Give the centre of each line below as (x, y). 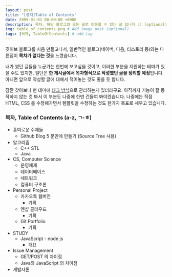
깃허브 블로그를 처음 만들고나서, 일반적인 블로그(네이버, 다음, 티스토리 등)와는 (82, 49)
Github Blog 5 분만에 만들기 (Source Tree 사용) (68, 136)
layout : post (19, 10)
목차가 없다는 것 (34, 55)
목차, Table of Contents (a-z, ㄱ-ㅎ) (49, 117)
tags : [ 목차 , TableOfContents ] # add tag (49, 34)
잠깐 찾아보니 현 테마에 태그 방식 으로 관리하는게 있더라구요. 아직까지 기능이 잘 (82, 90)
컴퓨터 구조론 (34, 185)
